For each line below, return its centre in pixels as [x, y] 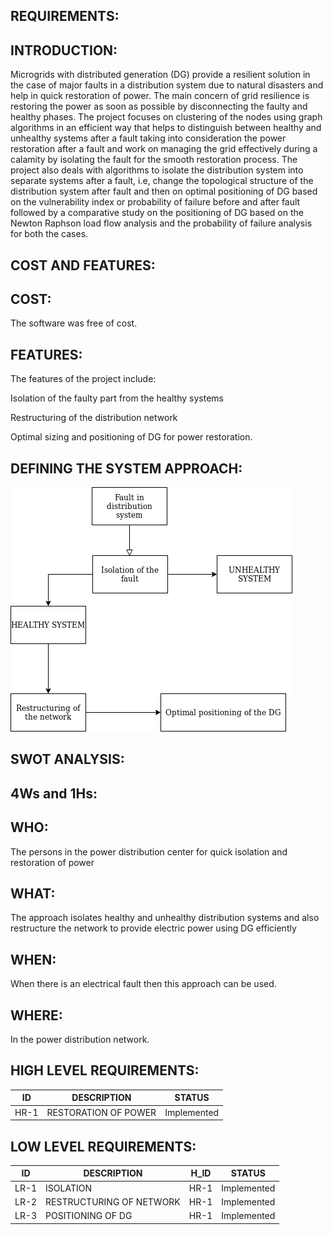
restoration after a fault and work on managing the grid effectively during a [164, 149]
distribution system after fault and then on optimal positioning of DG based [164, 191]
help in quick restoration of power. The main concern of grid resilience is [160, 96]
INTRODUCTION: [64, 50]
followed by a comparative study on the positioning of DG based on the [157, 213]
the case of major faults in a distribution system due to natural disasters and [167, 85]
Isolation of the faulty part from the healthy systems [117, 398]
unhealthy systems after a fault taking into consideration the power [148, 138]
